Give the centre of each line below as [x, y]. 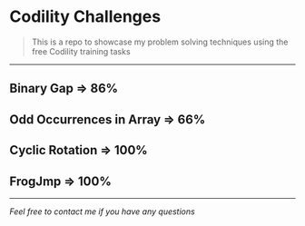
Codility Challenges [85, 17]
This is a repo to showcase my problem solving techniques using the [160, 42]
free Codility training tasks [81, 51]
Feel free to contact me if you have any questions [102, 211]
